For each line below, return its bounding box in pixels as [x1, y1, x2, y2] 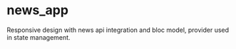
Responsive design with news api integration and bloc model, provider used [6, 26, 230, 34]
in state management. [6, 33, 71, 41]
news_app [6, 2, 69, 18]
